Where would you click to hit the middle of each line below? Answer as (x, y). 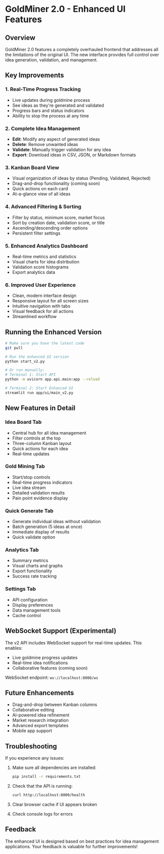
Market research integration (40, 720)
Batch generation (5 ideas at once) (47, 527)
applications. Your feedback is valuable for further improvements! (71, 846)
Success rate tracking (34, 576)
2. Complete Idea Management (42, 128)
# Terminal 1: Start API (30, 375)
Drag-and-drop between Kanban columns (55, 705)
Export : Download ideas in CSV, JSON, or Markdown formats (74, 155)
